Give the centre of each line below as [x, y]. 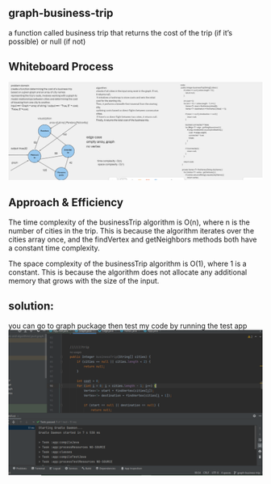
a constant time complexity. [54, 248]
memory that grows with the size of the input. [84, 280]
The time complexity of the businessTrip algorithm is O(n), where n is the [129, 222]
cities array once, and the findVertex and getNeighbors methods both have [133, 239]
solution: [31, 306]
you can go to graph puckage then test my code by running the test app [128, 326]
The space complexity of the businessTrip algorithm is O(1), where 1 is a [128, 263]
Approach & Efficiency [66, 202]
